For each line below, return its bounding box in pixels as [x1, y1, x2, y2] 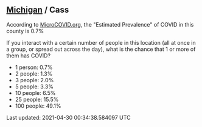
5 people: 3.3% [15, 83, 54, 90]
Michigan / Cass [6, 5, 69, 15]
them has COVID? [6, 51, 50, 59]
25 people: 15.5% [15, 96, 59, 103]
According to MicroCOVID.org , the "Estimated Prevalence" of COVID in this [6, 21, 194, 28]
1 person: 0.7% [15, 63, 53, 71]
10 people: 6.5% [15, 89, 56, 96]
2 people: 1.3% [15, 70, 53, 77]
